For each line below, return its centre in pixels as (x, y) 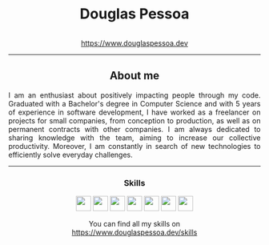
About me (134, 76)
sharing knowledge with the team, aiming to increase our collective (134, 138)
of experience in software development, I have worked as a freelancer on (134, 112)
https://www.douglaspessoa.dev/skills (134, 232)
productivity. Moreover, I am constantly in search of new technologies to (134, 146)
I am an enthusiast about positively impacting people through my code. (134, 95)
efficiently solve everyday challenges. (71, 155)
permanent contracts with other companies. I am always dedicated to (134, 129)
